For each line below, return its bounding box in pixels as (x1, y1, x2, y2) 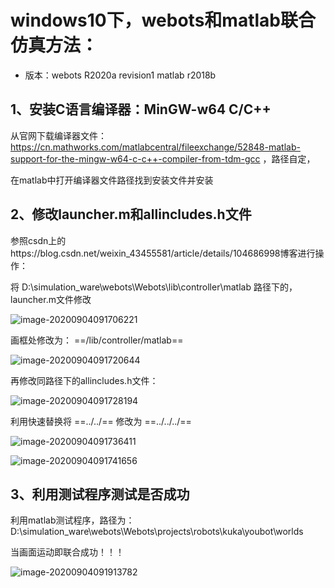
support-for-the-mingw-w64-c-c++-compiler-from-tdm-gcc (10, 152, 261, 165)
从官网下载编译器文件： (10, 129, 107, 141)
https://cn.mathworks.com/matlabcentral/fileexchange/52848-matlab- (10, 141, 301, 153)
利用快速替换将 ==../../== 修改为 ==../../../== (10, 415, 192, 427)
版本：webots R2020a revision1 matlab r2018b (24, 69, 217, 81)
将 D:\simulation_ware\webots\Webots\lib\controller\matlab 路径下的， (10, 281, 298, 293)
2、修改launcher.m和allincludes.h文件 (10, 206, 252, 223)
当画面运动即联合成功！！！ (10, 546, 125, 558)
